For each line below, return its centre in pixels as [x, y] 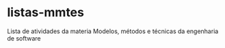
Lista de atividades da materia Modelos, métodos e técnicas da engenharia [113, 31]
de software [24, 38]
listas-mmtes [45, 13]
